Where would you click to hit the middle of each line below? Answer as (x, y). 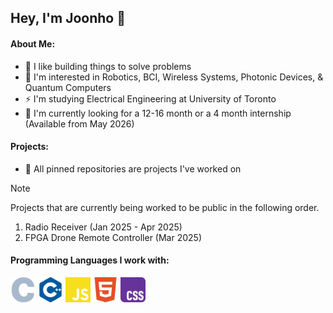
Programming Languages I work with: (90, 260)
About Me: (33, 43)
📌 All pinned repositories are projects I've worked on (133, 168)
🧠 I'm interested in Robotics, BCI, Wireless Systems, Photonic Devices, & (174, 77)
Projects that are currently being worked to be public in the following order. (165, 207)
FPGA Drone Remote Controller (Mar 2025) (113, 237)
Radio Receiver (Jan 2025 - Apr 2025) (103, 227)
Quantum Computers (68, 87)
